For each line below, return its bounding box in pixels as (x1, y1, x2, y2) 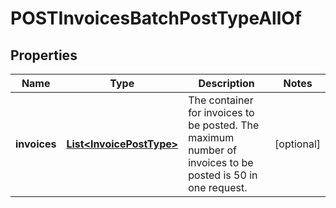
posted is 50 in (188, 168, 258, 182)
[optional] (274, 137, 321, 151)
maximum (188, 131, 235, 144)
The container (188, 93, 254, 107)
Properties (10, 47, 78, 64)
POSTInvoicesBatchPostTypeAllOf (10, 7, 302, 30)
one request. (188, 181, 248, 194)
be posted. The (188, 118, 260, 132)
